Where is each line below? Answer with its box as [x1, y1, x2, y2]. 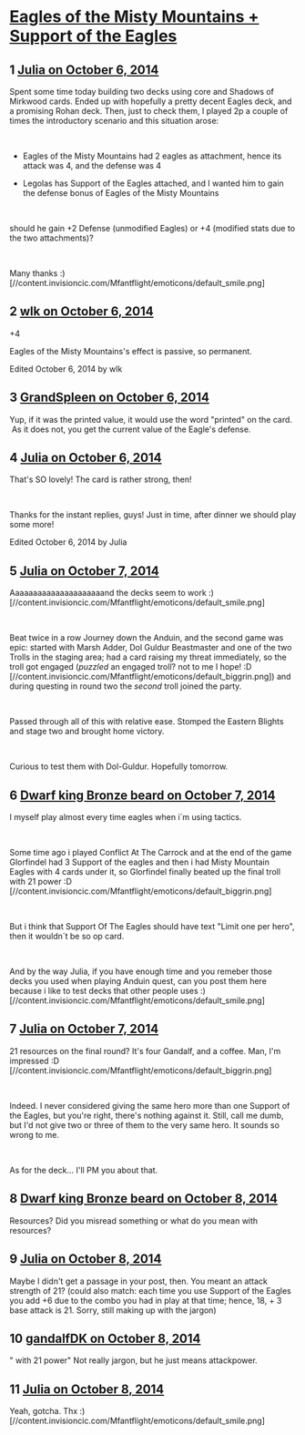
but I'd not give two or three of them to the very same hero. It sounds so [9, 1119, 280, 1131]
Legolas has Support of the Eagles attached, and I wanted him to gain [22, 178, 284, 189]
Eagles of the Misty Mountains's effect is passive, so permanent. [9, 345, 252, 356]
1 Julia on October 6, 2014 [9, 62, 159, 77]
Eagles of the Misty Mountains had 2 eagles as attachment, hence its [22, 150, 282, 161]
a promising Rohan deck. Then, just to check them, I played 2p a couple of [9, 106, 289, 116]
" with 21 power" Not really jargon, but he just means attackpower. [9, 1355, 258, 1366]
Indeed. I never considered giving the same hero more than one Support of [9, 1100, 290, 1111]
